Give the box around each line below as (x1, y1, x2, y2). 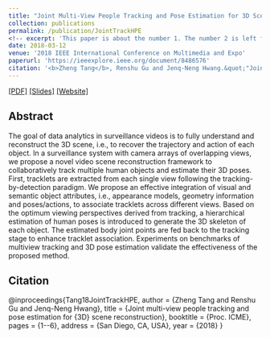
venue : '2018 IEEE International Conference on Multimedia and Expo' (8, 49, 247, 57)
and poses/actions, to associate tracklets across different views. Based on (8, 199, 255, 209)
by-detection (8, 182, 51, 192)
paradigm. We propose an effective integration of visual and (51, 182, 252, 192)
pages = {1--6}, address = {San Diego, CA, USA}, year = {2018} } (8, 321, 223, 331)
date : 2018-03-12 (8, 42, 67, 50)
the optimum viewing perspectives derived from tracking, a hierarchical (8, 208, 245, 217)
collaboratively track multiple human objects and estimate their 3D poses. (8, 165, 252, 175)
